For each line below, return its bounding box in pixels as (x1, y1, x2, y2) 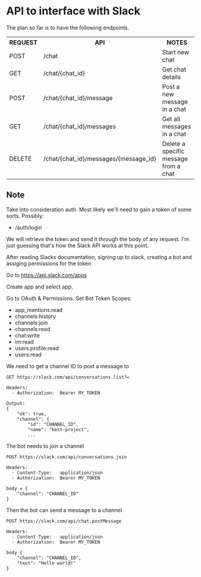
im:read (14, 338, 34, 345)
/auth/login (14, 224, 42, 231)
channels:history (14, 312, 56, 320)
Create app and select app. (6, 283, 74, 290)
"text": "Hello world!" (17, 560, 77, 566)
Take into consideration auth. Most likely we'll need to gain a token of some (6, 206, 192, 213)
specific (162, 147, 185, 155)
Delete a (162, 139, 185, 148)
